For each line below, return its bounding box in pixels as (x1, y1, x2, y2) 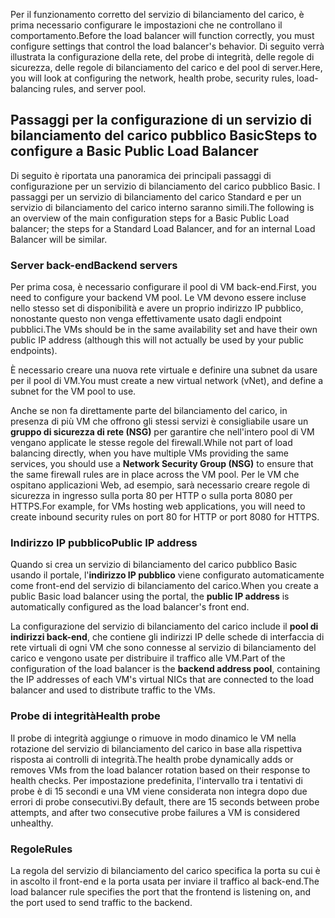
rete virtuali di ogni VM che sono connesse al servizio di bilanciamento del (10, 642, 317, 654)
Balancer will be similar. (10, 233, 108, 245)
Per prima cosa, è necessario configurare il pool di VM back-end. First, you (10, 281, 317, 293)
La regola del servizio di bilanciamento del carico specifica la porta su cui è (10, 865, 321, 876)
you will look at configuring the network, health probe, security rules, (10, 72, 295, 84)
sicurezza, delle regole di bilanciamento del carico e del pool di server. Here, (10, 62, 323, 73)
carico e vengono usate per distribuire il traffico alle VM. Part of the (10, 652, 286, 664)
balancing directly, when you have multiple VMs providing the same (10, 447, 289, 459)
